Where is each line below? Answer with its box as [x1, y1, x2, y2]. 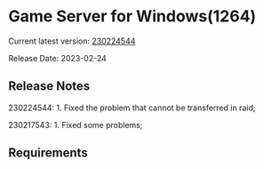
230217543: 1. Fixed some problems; [8, 119, 143, 130]
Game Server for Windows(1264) [8, 6, 257, 27]
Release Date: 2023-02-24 [8, 52, 108, 63]
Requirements [8, 145, 88, 161]
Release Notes [8, 78, 91, 94]
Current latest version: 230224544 [8, 36, 136, 46]
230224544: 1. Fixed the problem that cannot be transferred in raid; [8, 102, 256, 113]
